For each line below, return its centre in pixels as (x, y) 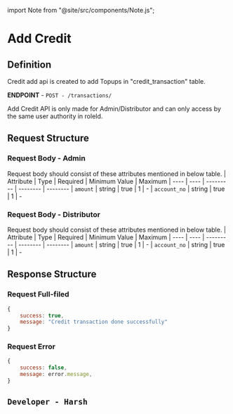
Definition (29, 64)
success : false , (44, 368)
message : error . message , (56, 375)
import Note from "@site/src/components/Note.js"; (81, 10)
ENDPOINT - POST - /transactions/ (60, 95)
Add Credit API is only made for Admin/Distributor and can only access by (114, 109)
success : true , (42, 315)
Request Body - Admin (46, 158)
